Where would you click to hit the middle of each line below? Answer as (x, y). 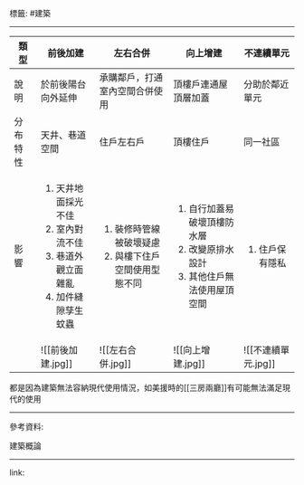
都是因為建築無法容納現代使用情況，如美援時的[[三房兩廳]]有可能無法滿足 (146, 388)
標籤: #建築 (30, 13)
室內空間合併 (127, 91)
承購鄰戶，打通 (131, 77)
